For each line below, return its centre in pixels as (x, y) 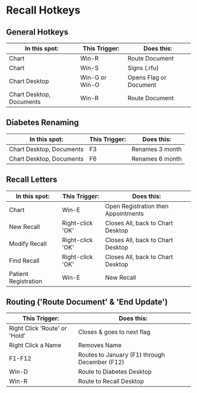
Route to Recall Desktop (111, 381)
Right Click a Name (35, 345)
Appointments (125, 214)
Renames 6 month (157, 158)
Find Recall (24, 261)
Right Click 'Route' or (38, 328)
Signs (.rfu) (143, 68)
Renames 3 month (157, 149)
